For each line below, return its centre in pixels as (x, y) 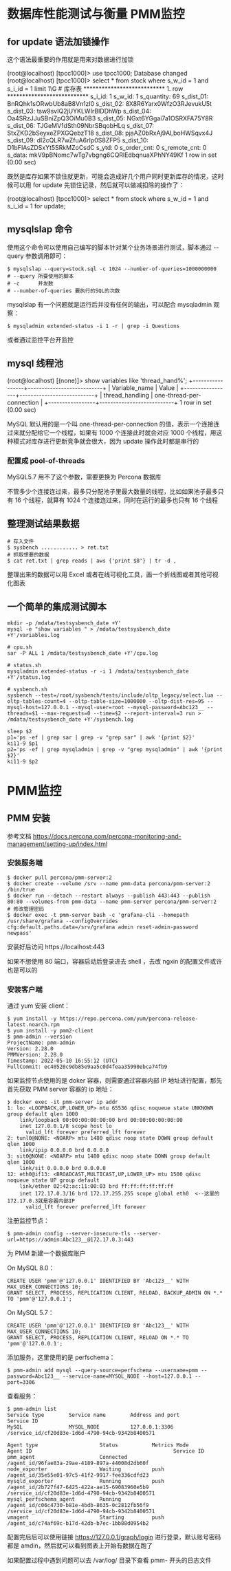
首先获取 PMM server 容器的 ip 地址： (60, 1089)
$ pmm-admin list (32, 1409)
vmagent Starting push (86, 1517)
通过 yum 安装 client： (39, 1006)
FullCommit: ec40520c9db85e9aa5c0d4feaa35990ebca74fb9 (87, 1067)
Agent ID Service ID (106, 1451)
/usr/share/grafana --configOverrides (63, 921)
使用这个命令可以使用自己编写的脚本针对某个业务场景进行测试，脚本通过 (109, 247)
